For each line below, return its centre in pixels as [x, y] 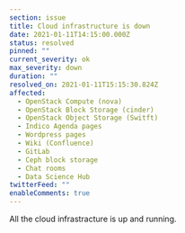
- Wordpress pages [52, 135]
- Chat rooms [42, 168]
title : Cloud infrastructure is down [80, 26]
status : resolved [42, 43]
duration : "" [34, 76]
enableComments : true [50, 193]
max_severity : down [46, 68]
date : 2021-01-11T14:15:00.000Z [70, 34]
